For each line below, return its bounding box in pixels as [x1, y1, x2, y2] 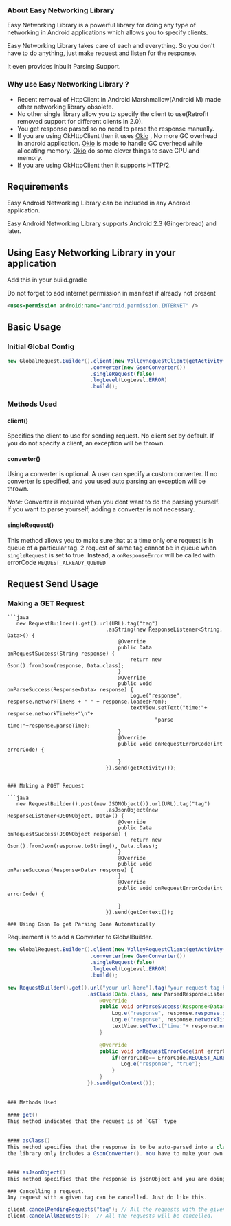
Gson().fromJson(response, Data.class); [7, 662, 125, 669]
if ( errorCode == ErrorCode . [111, 1054, 189, 1061]
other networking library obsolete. [16, 102, 114, 111]
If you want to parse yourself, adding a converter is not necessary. [7, 505, 195, 513]
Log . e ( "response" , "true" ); [120, 1060, 201, 1067]
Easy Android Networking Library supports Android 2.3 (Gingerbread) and [7, 219, 217, 228]
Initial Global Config [7, 342, 75, 352]
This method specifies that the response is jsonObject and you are [7, 1176, 208, 1183]
